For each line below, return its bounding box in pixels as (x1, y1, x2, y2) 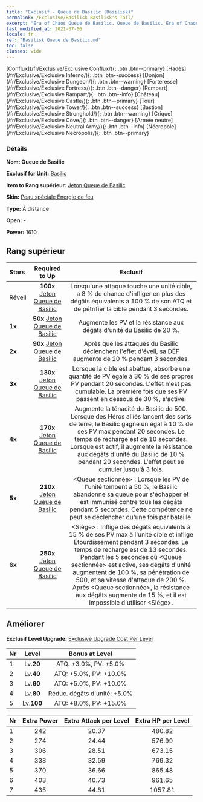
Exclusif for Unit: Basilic (6, 170, 67, 177)
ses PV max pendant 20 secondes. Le (77, 427, 185, 436)
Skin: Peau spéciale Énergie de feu (6, 193, 94, 200)
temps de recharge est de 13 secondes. (74, 545, 188, 554)
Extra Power (22, 716, 59, 724)
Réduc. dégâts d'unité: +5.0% (48, 689, 133, 697)
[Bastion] (140, 104, 163, 111)
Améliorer (6, 619, 45, 629)
